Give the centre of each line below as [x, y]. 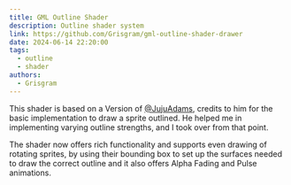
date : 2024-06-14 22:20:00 [59, 42]
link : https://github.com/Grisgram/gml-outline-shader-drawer [126, 34]
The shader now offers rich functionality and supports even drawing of [138, 144]
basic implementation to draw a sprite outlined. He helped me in [126, 118]
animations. [30, 173]
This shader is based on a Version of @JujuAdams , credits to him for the [141, 108]
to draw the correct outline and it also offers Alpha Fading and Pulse [133, 163]
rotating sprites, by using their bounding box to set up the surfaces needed [146, 154]
